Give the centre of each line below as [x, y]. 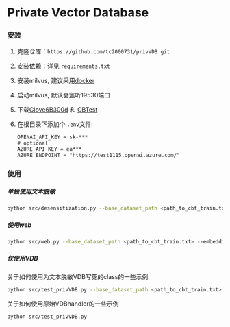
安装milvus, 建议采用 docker [56, 81]
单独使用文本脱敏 [31, 191]
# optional [33, 143]
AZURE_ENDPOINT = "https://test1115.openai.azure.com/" [98, 156]
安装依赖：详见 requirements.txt [64, 66]
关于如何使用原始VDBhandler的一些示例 [63, 304]
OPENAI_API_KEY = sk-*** [52, 137]
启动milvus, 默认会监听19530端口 [64, 95]
